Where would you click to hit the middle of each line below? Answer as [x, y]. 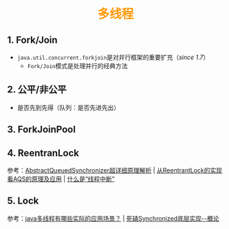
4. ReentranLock [43, 153]
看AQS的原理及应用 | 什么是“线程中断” [61, 179]
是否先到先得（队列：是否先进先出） [68, 107]
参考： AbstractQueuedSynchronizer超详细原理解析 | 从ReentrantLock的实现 [115, 171]
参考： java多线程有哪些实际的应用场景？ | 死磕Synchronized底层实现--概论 [113, 218]
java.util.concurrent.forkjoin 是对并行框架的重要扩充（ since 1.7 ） [113, 57]
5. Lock [23, 201]
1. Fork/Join [32, 40]
